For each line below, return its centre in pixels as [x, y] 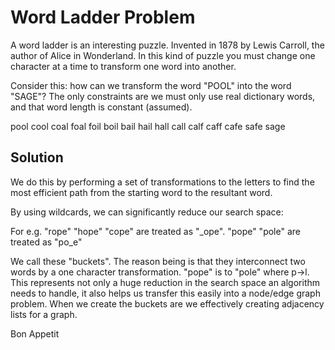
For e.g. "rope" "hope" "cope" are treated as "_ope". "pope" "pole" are [155, 231]
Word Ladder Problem [103, 17]
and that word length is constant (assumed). [101, 107]
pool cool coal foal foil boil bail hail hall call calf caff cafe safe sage [148, 126]
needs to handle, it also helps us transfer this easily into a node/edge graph [165, 293]
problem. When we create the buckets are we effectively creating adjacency [167, 303]
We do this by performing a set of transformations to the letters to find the [162, 182]
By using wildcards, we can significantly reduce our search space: [147, 212]
